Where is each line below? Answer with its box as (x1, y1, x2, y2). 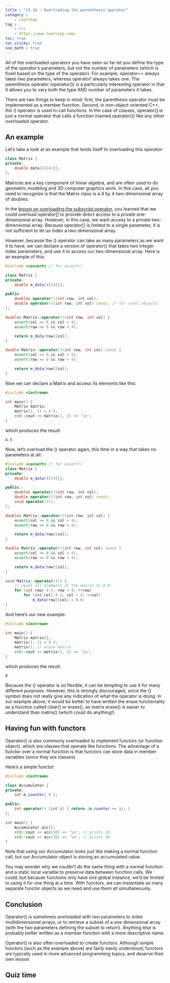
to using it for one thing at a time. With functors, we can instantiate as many (5, 880, 163, 886)
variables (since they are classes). (5, 753, 77, 760)
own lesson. (5, 956, 30, 962)
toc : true (5, 36, 26, 41)
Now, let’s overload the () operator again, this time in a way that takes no (5, 446, 156, 452)
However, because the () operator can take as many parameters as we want (5, 237, 164, 243)
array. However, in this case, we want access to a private (31, 216, 151, 222)
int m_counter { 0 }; (14, 792, 58, 797)
